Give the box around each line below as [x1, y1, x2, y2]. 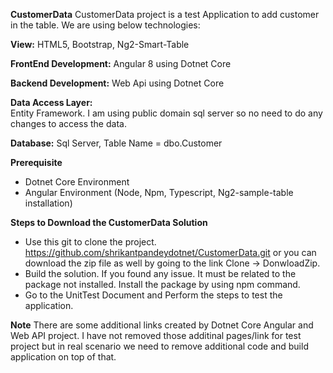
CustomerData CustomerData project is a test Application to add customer [10, 9, 320, 20]
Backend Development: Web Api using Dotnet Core [10, 77, 225, 89]
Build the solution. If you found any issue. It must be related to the [24, 268, 297, 279]
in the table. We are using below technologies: [10, 19, 201, 31]
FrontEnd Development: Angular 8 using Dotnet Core [10, 58, 232, 69]
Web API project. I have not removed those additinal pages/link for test [10, 330, 302, 341]
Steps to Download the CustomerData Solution [10, 217, 208, 228]
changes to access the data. [10, 118, 127, 129]
